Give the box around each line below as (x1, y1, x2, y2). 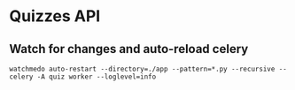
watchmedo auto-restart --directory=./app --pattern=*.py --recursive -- (9, 64, 288, 73)
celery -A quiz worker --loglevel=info (9, 72, 157, 81)
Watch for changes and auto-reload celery (9, 41, 249, 56)
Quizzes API (9, 6, 101, 26)
